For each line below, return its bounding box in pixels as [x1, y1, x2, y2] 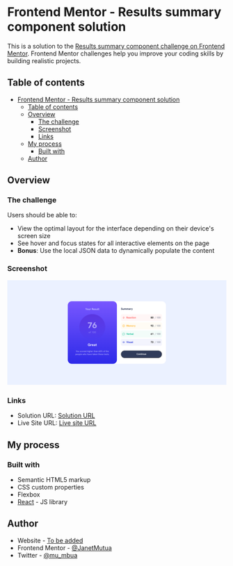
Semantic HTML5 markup [17, 475, 91, 483]
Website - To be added [17, 536, 83, 544]
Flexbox [17, 490, 40, 499]
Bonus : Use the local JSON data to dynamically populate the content [17, 247, 215, 255]
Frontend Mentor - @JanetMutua [17, 543, 113, 552]
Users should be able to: [7, 211, 78, 219]
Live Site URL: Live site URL [17, 419, 97, 427]
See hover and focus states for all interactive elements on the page [17, 239, 210, 247]
